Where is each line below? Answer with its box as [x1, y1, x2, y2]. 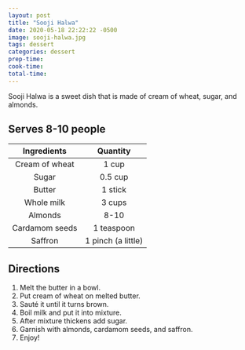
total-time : [8, 70, 47, 78]
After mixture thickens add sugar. [19, 316, 128, 326]
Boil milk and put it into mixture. [19, 308, 122, 318]
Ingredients [22, 146, 67, 157]
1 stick [101, 184, 127, 195]
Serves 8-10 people [8, 122, 106, 136]
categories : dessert [8, 48, 76, 56]
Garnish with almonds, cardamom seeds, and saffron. [19, 325, 194, 334]
